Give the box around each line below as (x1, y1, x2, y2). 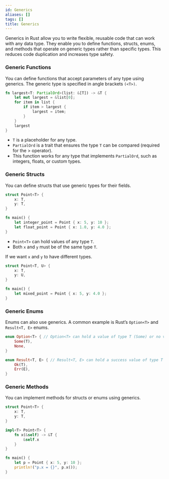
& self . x (23, 437, 39, 442)
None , (14, 344, 26, 349)
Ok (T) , (14, 362, 28, 367)
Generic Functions (5, 64, 51, 71)
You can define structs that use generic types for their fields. (5, 182, 132, 188)
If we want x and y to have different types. (5, 253, 92, 259)
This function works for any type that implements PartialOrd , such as (12, 153, 157, 159)
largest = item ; (32, 109, 66, 114)
